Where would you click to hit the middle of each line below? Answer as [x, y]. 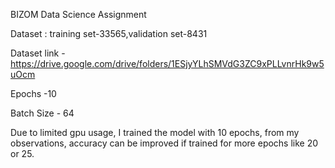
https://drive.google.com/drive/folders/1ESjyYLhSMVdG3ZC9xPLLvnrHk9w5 [167, 63]
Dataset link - [38, 53]
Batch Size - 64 [42, 113]
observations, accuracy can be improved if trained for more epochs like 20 [164, 143]
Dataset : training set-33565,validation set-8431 [109, 33]
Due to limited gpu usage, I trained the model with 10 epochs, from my [155, 132]
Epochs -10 [33, 93]
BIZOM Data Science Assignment [78, 14]
